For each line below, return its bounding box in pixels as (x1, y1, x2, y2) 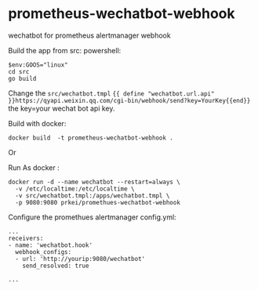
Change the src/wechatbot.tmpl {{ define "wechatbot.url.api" (8, 88, 215, 98)
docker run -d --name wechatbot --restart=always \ (8, 178, 180, 186)
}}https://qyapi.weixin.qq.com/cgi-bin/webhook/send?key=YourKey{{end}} (8, 96, 251, 104)
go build (8, 74, 37, 82)
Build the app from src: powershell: (8, 45, 122, 55)
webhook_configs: (15, 248, 72, 256)
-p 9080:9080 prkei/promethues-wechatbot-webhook (15, 198, 180, 206)
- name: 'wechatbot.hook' (8, 241, 93, 249)
